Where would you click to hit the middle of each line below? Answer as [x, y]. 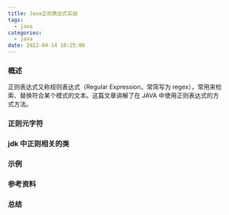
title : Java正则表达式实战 [43, 13]
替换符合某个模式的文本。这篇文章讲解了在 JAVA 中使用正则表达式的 [116, 95]
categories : [25, 33]
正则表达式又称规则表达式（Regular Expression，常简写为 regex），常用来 [112, 87]
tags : [15, 20]
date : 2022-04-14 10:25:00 [46, 45]
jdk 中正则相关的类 [39, 144]
